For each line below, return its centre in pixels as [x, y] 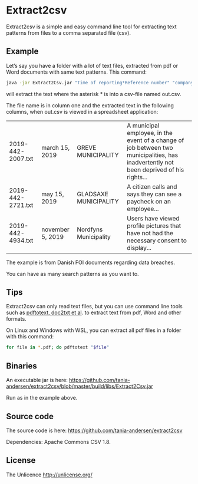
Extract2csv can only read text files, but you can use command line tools [94, 307]
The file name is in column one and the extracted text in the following [90, 105]
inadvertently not [150, 162]
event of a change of [155, 140]
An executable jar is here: [37, 380]
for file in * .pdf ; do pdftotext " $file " [58, 348]
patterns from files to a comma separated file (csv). [69, 32]
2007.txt [21, 159]
